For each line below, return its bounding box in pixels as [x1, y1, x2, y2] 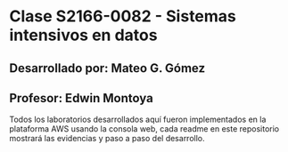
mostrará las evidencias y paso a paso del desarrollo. [9, 133, 205, 144]
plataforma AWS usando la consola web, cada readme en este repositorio [9, 124, 280, 134]
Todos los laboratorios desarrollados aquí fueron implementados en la [9, 114, 267, 125]
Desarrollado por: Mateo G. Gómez [9, 60, 206, 76]
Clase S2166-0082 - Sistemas [9, 6, 236, 27]
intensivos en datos [9, 25, 158, 45]
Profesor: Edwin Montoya [9, 91, 153, 106]
